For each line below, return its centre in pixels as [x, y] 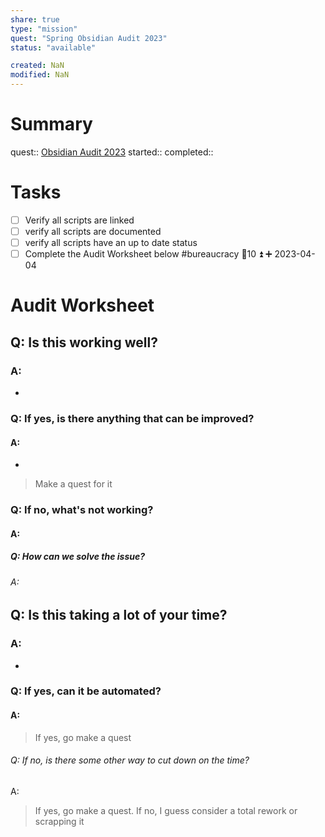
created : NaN [37, 66]
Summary [51, 124]
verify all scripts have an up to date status [111, 242]
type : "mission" [44, 29]
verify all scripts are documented [93, 231]
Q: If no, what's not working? [82, 510]
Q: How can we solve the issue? [78, 557]
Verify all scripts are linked [79, 220]
